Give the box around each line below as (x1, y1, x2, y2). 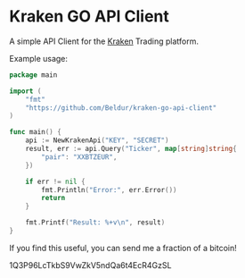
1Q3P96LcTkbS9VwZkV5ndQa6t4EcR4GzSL (9, 259, 172, 270)
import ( (9, 87, 42, 96)
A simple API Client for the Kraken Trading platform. (9, 36, 199, 46)
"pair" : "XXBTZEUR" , (41, 152, 118, 162)
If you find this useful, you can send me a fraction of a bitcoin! (9, 242, 238, 253)
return (41, 194, 66, 203)
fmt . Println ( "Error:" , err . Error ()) (41, 185, 177, 194)
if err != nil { (25, 177, 86, 186)
